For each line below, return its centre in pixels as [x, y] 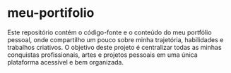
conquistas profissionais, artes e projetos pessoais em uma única [102, 55]
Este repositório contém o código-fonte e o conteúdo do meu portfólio [109, 32]
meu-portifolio [51, 13]
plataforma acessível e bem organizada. [65, 62]
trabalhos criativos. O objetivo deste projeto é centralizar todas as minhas [114, 47]
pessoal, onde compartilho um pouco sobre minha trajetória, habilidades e [115, 39]
